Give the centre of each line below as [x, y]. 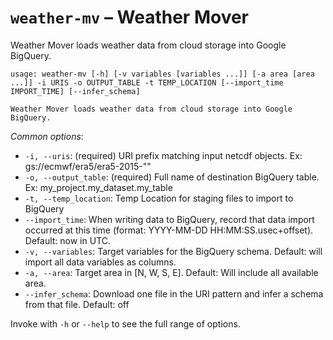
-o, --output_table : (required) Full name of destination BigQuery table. [172, 177]
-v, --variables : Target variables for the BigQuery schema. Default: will [173, 251]
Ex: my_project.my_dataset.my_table [98, 187]
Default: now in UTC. [68, 240]
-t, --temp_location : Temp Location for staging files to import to [159, 198]
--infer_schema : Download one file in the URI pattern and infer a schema [174, 293]
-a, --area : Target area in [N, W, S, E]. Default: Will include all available [171, 272]
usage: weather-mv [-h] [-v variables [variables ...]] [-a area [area [162, 74]
